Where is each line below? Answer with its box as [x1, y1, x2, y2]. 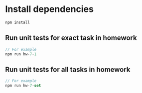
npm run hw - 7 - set [5, 83, 41, 88]
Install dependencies [5, 3, 94, 15]
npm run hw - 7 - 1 [5, 51, 37, 57]
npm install [5, 20, 30, 25]
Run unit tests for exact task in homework [5, 34, 137, 42]
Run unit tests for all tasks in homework [5, 65, 131, 74]
